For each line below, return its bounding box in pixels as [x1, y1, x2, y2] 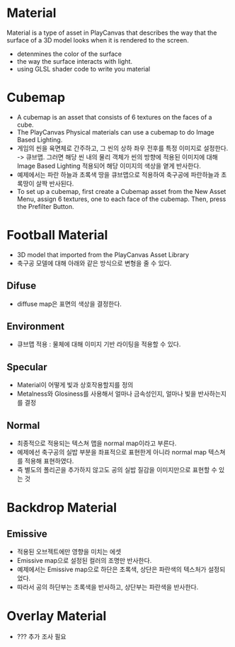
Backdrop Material [6, 500, 117, 516]
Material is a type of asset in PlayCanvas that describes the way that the [6, 28, 217, 37]
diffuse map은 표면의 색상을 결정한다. [16, 299, 122, 308]
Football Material [6, 227, 108, 244]
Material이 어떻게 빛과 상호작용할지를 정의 [16, 381, 134, 389]
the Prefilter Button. [16, 202, 75, 210]
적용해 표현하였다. [24, 457, 74, 465]
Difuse [6, 280, 37, 292]
